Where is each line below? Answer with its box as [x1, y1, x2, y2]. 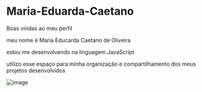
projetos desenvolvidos [6, 66, 66, 74]
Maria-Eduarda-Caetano [6, 4, 134, 18]
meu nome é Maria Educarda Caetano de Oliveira [6, 36, 131, 44]
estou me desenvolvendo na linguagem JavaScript [6, 48, 134, 56]
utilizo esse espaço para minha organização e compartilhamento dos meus [6, 60, 196, 67]
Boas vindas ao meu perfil [6, 25, 72, 32]
